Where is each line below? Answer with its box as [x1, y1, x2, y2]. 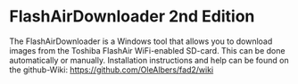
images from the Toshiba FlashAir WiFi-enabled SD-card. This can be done [9, 45, 286, 55]
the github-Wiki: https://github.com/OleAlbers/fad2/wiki [9, 64, 214, 75]
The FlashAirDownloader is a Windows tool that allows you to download [9, 36, 273, 46]
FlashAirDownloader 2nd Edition [9, 6, 255, 27]
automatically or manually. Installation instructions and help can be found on [9, 55, 289, 65]
